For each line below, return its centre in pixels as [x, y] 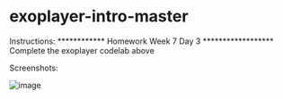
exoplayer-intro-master [99, 16]
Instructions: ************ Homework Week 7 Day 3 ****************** [141, 41]
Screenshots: [34, 68]
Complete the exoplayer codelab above [82, 50]
